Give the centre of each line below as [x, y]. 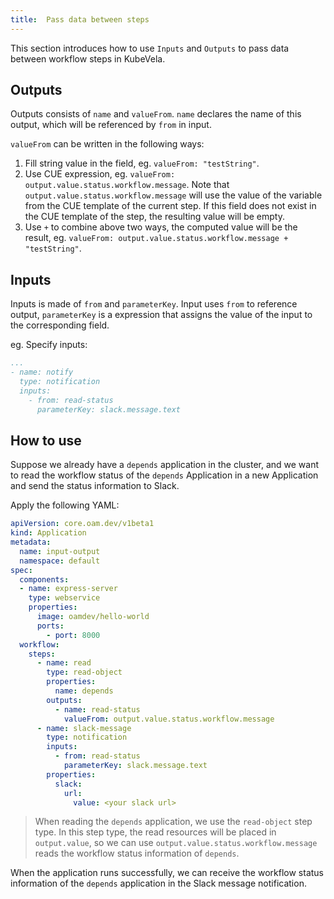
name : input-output [60, 551]
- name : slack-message [84, 728]
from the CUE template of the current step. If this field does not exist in [170, 206]
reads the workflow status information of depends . [137, 853]
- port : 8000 [73, 635]
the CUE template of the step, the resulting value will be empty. [154, 217]
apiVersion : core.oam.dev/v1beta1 [82, 524]
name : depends [84, 691]
